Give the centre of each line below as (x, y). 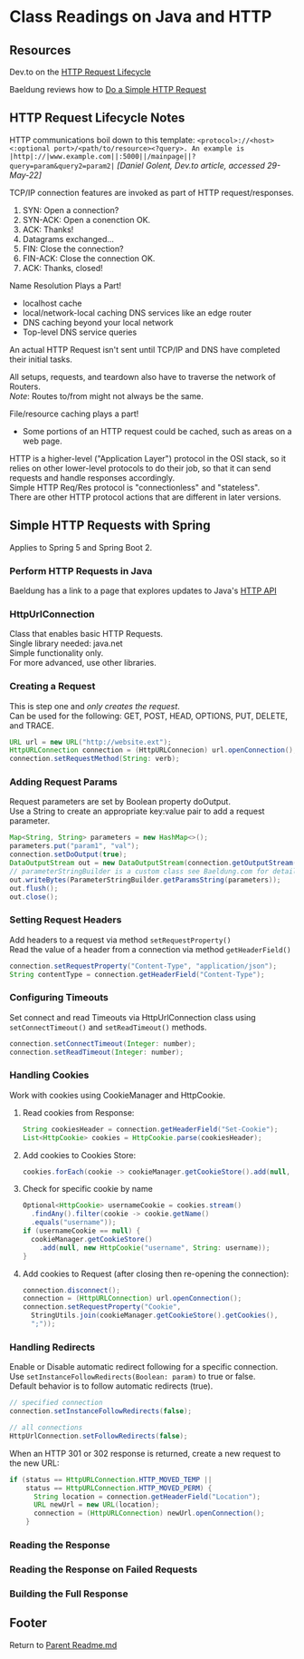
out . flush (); (34, 888)
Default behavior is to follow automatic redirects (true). (111, 1386)
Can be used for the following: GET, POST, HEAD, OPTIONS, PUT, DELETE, (148, 716)
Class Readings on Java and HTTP (141, 17)
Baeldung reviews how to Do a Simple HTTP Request (108, 89)
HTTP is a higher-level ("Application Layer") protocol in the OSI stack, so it (148, 458)
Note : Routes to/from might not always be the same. (106, 395)
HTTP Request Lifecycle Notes (97, 118)
